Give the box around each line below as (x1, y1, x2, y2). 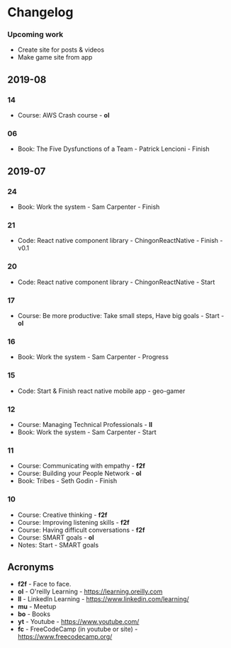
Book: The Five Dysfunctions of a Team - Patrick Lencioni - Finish (17, 144, 210, 153)
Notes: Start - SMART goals (17, 540, 99, 549)
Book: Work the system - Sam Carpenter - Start (17, 428, 157, 436)
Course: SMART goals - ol (17, 533, 94, 542)
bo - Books (17, 610, 51, 618)
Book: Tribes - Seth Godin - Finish (17, 477, 118, 485)
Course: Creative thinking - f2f (17, 511, 108, 519)
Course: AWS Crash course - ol (17, 111, 110, 120)
